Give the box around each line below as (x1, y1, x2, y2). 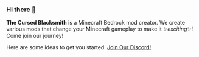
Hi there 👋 (6, 5, 37, 14)
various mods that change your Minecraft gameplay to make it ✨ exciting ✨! (6, 25, 194, 32)
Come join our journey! (6, 32, 64, 40)
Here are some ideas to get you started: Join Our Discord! (6, 44, 152, 51)
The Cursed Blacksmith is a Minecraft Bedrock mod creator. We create (6, 19, 186, 26)
